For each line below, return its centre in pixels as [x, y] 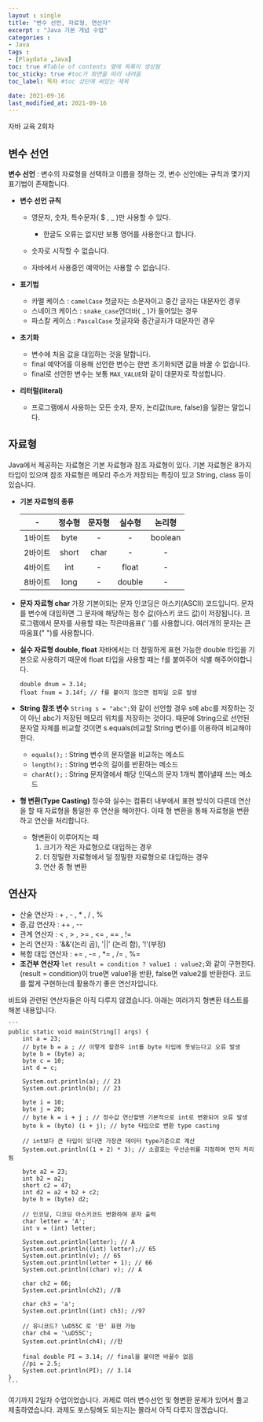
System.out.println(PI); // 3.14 [77, 1370]
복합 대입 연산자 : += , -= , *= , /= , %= [80, 953]
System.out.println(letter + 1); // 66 [88, 1262]
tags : [19, 52]
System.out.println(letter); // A [79, 1242]
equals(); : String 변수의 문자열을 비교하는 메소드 [108, 754]
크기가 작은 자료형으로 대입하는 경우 [98, 847]
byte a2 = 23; [45, 1171]
